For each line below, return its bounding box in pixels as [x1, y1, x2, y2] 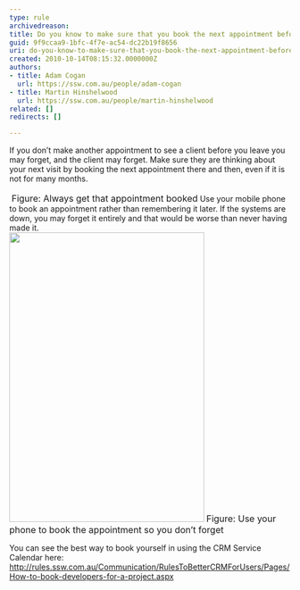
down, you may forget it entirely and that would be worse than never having [9, 213, 287, 224]
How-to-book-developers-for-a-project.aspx [9, 571, 174, 582]
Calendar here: [9, 553, 64, 563]
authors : [9, 63, 42, 72]
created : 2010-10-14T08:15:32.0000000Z [9, 54, 158, 63]
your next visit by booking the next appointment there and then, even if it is [9, 164, 286, 175]
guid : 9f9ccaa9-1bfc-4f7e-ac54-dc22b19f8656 [9, 37, 178, 47]
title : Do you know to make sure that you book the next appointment [9, 29, 274, 38]
